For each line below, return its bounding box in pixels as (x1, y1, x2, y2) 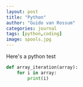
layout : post (6, 8, 39, 15)
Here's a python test (6, 53, 56, 60)
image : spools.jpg (6, 36, 52, 42)
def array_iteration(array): (6, 64, 78, 70)
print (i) (27, 75, 49, 81)
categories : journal (6, 25, 58, 32)
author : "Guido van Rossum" (6, 20, 76, 26)
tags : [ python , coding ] (6, 31, 62, 37)
